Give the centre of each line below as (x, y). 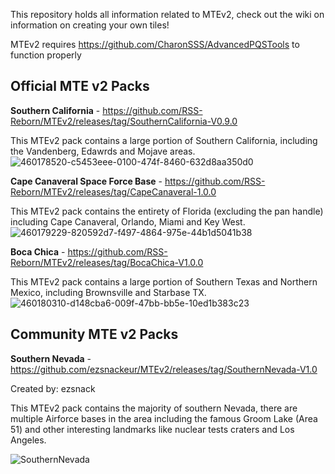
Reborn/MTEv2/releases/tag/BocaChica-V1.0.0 (107, 262)
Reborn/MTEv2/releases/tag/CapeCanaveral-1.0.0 (113, 191)
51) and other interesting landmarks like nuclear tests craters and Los (152, 429)
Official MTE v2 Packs (80, 86)
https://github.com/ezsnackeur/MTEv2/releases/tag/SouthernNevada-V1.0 (164, 369)
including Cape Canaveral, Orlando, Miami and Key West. (128, 221)
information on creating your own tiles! (90, 25)
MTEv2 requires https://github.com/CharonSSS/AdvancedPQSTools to (155, 44)
